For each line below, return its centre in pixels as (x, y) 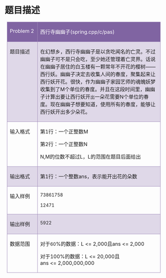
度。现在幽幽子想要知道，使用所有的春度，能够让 (98, 104)
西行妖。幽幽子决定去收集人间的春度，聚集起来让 (98, 74)
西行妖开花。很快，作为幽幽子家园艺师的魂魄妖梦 (98, 82)
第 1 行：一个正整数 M (64, 131)
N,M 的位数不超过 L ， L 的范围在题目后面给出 (90, 157)
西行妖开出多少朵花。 (65, 112)
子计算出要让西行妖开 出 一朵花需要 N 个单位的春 (94, 97)
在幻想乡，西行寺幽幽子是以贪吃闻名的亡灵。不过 (98, 52)
